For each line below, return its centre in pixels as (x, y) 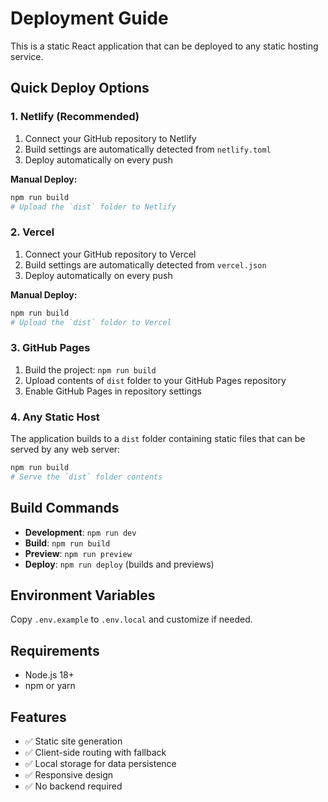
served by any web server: (65, 449)
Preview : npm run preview (78, 553)
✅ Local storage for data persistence (100, 764)
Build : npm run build (67, 543)
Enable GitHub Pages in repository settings (113, 391)
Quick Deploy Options (80, 88)
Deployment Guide (89, 18)
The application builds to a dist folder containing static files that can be (158, 439)
